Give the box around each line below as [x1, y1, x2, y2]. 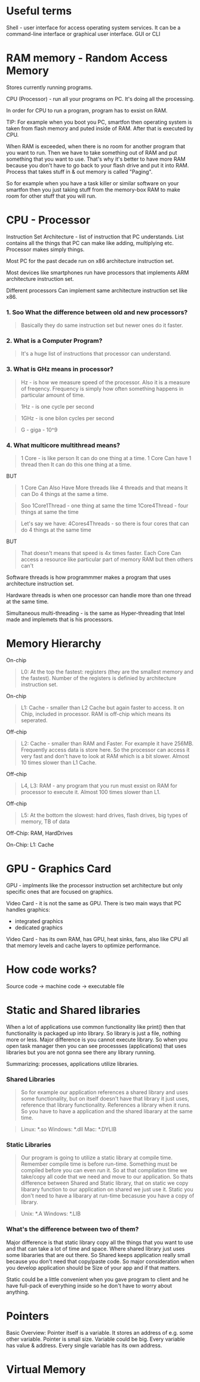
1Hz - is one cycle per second [20, 403, 94, 410]
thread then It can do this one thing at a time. [20, 461, 132, 468]
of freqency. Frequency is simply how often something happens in [20, 385, 184, 392]
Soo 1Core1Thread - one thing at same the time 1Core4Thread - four [20, 502, 189, 509]
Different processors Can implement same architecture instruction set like [6, 287, 188, 294]
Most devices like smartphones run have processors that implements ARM [6, 269, 189, 276]
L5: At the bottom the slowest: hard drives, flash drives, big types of [20, 811, 188, 819]
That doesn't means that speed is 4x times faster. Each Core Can [20, 550, 181, 556]
